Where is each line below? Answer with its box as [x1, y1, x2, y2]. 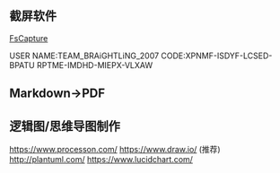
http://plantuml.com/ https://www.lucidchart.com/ [9, 154, 193, 165]
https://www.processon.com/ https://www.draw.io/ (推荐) [9, 144, 222, 155]
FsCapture [9, 32, 48, 43]
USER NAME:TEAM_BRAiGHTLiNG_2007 [9, 50, 160, 61]
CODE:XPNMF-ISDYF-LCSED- [161, 50, 273, 61]
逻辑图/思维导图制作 [9, 118, 121, 134]
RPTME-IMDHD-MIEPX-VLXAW [36, 59, 153, 70]
